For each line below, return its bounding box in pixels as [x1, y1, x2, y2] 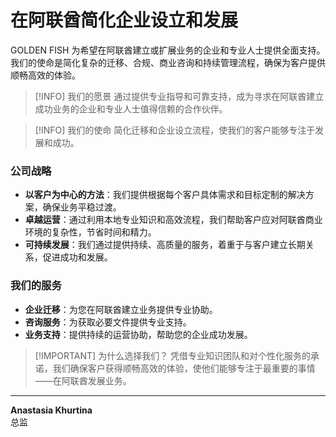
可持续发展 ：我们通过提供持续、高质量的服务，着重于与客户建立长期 [24, 239, 306, 251]
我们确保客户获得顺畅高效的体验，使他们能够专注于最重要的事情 [52, 362, 316, 374]
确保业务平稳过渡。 [42, 201, 122, 213]
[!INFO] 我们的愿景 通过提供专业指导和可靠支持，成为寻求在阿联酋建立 [34, 90, 325, 102]
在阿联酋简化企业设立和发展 [10, 9, 239, 32]
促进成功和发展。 [42, 251, 113, 263]
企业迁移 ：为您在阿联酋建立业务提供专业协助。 [24, 303, 218, 315]
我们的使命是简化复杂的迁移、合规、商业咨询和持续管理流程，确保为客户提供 [10, 56, 326, 68]
